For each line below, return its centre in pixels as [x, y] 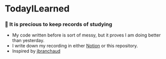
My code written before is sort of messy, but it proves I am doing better [86, 35]
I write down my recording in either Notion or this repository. [75, 46]
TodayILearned [37, 9]
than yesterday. [28, 40]
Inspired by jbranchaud [36, 51]
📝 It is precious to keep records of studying [58, 24]
